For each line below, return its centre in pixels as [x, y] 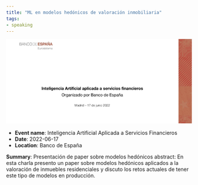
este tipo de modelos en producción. [51, 175]
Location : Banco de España [48, 145]
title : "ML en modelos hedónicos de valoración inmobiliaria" [84, 12]
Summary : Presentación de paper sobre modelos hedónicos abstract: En [95, 157]
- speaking [19, 25]
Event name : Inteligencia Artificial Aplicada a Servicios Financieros [96, 133]
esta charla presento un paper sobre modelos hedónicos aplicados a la [92, 163]
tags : [13, 19]
